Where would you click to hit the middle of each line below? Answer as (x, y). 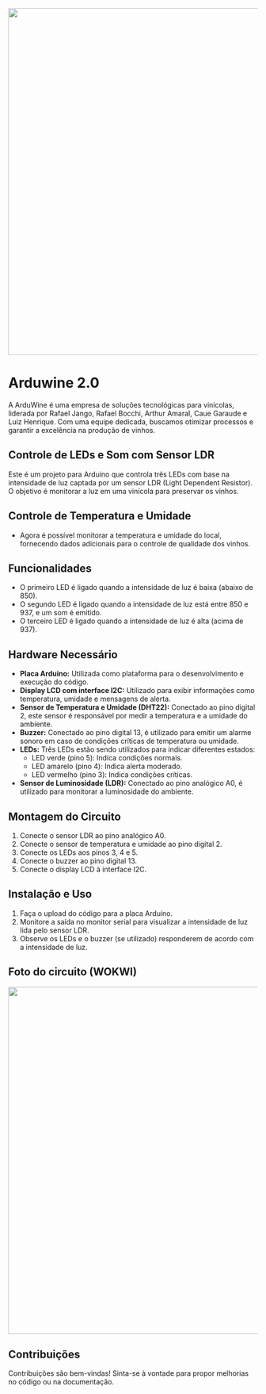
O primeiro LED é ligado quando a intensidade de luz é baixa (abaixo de (136, 588)
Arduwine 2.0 (54, 383)
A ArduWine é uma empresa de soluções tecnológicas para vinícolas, (122, 404)
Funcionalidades (50, 568)
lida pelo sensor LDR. (54, 930)
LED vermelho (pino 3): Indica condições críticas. (112, 775)
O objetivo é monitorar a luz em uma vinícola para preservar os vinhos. (123, 491)
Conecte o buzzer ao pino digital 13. (78, 861)
